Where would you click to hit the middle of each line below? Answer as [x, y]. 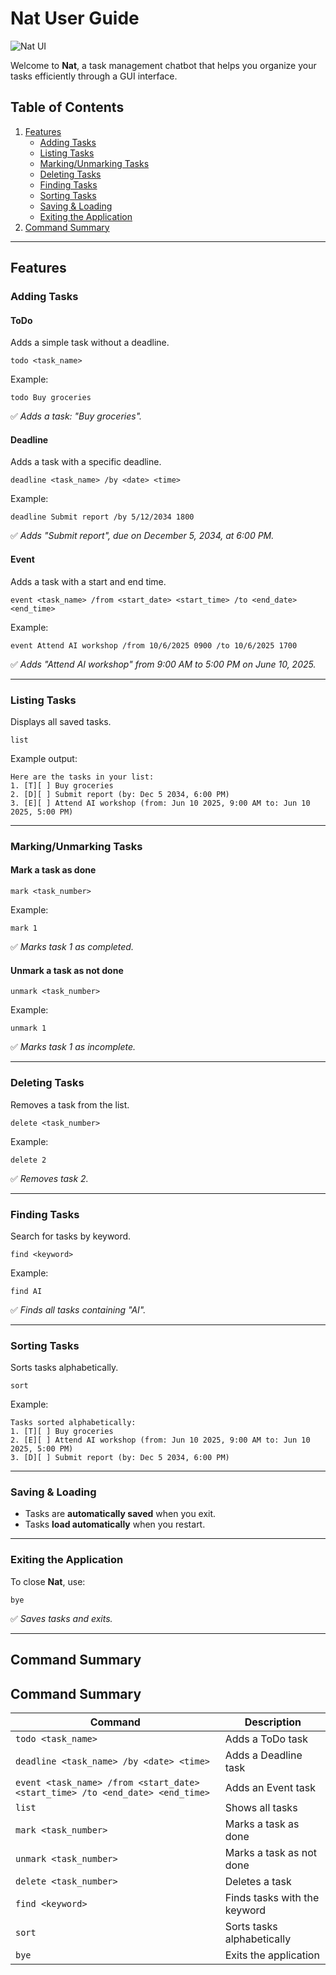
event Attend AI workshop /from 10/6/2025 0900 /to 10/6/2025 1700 [154, 645]
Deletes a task [258, 1881]
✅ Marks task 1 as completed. [72, 947]
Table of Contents [67, 107]
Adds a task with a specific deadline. [86, 462]
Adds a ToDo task [266, 1739]
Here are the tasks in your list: [82, 777]
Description [273, 1722]
